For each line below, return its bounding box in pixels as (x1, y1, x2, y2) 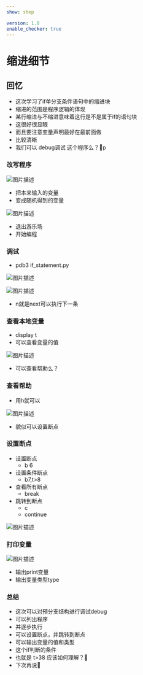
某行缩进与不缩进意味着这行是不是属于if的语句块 (15, 113, 137, 120)
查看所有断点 (15, 483, 48, 490)
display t (15, 331, 37, 339)
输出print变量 (15, 568, 49, 576)
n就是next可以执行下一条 (15, 300, 79, 307)
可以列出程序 (15, 615, 48, 623)
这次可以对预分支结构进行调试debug (15, 608, 107, 615)
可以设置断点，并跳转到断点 (15, 631, 86, 638)
